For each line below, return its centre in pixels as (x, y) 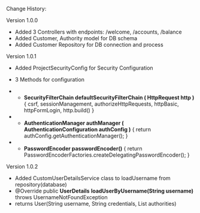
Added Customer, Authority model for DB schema (76, 38)
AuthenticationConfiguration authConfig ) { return (87, 129)
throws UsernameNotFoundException (61, 197)
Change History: (26, 9)
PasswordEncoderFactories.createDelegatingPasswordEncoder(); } (107, 155)
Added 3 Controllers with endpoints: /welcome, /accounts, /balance (98, 32)
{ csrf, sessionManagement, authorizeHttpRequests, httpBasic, (101, 104)
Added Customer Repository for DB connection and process (89, 45)
